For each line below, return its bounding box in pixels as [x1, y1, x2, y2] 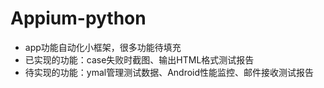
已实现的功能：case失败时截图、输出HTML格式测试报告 [24, 53, 255, 66]
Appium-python [10, 7, 147, 30]
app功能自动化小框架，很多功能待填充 [24, 41, 182, 53]
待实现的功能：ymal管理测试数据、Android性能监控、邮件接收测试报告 [24, 66, 315, 78]
